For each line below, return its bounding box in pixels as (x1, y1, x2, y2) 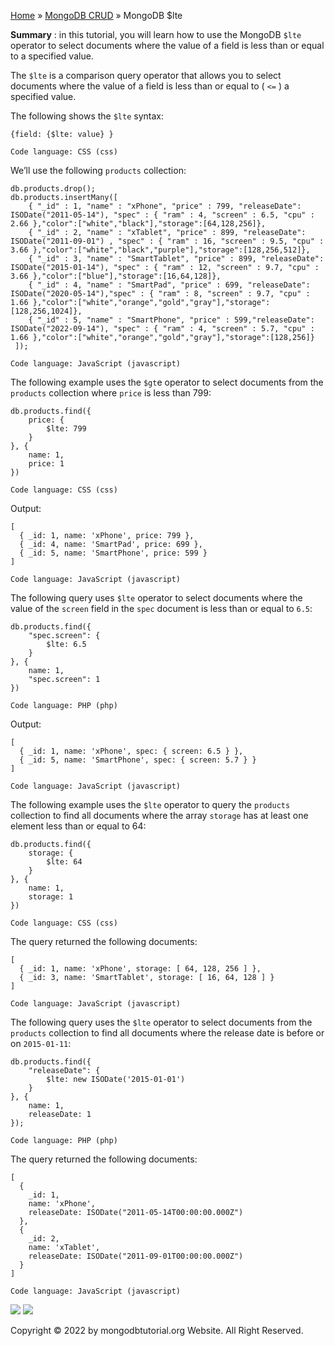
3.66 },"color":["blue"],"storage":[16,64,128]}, (10, 271, 222, 281)
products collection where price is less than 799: (10, 387, 212, 399)
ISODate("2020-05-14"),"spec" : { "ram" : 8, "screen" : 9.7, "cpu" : (10, 289, 311, 299)
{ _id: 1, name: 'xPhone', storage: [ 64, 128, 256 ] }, (19, 964, 262, 974)
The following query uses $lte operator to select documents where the (10, 592, 303, 604)
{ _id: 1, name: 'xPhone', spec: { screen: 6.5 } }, (19, 746, 244, 756)
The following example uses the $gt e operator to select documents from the (10, 376, 324, 388)
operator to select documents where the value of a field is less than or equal (10, 40, 325, 51)
